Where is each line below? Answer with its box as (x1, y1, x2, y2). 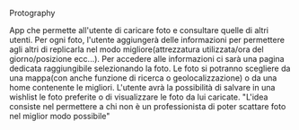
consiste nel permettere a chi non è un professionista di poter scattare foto (9, 101, 286, 111)
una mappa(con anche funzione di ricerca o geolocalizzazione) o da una (9, 73, 277, 83)
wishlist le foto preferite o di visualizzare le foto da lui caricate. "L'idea (9, 91, 268, 102)
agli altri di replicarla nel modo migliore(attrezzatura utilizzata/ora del (9, 44, 264, 55)
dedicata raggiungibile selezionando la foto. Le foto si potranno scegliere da (9, 63, 291, 74)
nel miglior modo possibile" (9, 111, 110, 121)
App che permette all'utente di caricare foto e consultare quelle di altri (9, 25, 269, 35)
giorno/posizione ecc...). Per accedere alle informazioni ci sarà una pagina (9, 54, 285, 64)
